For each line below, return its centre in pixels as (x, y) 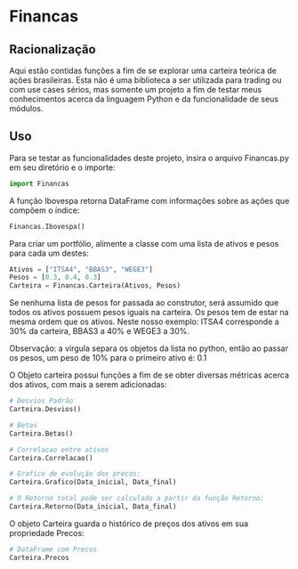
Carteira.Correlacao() (51, 458)
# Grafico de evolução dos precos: (75, 474)
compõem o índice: (44, 210)
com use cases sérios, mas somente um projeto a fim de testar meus (136, 89)
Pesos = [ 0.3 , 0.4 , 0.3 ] (55, 278)
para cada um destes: (49, 253)
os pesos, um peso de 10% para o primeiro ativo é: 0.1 (108, 358)
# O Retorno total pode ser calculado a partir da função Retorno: (137, 499)
